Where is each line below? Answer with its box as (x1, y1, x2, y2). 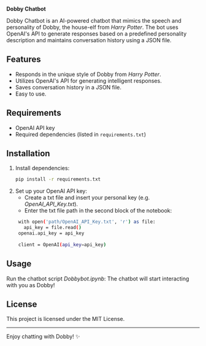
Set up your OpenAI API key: (15, 187, 88, 195)
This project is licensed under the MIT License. (6, 315, 125, 323)
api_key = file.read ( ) (23, 225, 82, 231)
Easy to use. (15, 90, 47, 97)
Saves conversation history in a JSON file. (15, 83, 121, 91)
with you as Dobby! (6, 281, 55, 288)
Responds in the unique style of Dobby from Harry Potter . (15, 70, 161, 78)
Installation (6, 148, 50, 159)
